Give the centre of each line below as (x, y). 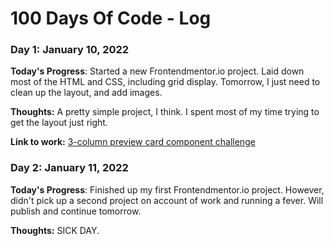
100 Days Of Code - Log (111, 18)
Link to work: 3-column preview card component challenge (133, 142)
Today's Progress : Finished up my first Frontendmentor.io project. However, (167, 189)
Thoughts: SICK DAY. (55, 230)
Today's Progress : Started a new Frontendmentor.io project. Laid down (157, 71)
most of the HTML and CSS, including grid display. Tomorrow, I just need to (165, 82)
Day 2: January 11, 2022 (69, 168)
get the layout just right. (59, 123)
